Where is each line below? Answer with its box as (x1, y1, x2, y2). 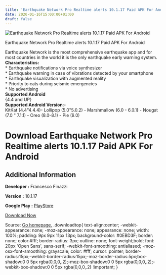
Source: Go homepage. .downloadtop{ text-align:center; (5, 222, 120, 228)
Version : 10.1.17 (5, 193, 38, 199)
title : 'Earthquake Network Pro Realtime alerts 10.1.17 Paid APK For (5, 7, 154, 12)
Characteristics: (5, 60, 40, 66)
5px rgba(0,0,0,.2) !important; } (55, 264, 118, 270)
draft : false (5, 16, 32, 21)
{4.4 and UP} (5, 97, 32, 103)
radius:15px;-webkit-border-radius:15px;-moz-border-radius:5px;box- (5, 254, 147, 260)
